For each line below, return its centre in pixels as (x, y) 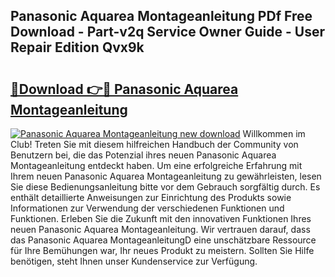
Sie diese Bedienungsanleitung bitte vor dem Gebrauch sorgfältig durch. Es (165, 187)
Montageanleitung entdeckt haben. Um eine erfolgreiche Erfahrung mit (156, 165)
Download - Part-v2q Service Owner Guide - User (167, 32)
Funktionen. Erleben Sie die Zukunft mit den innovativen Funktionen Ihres (161, 218)
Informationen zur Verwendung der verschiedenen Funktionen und (147, 208)
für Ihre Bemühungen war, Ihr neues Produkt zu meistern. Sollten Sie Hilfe (162, 250)
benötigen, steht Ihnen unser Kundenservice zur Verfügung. (134, 261)
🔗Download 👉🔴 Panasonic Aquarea (124, 89)
